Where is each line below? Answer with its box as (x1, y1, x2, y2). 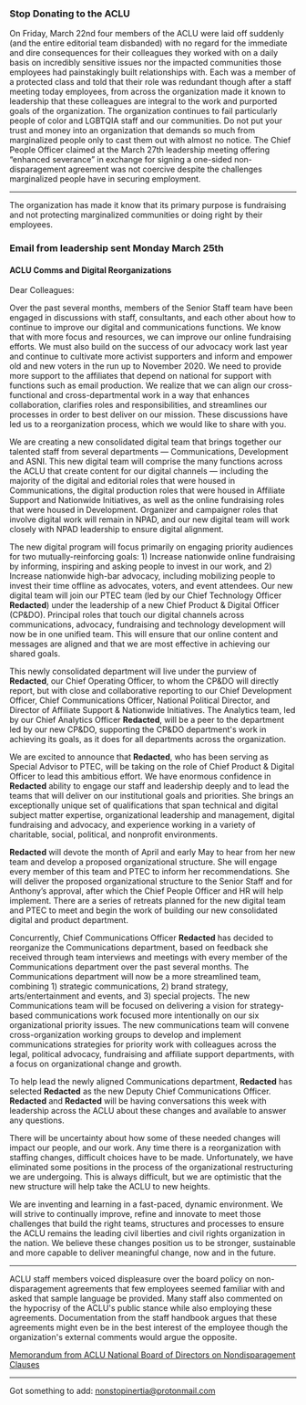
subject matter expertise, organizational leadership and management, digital (9, 810, 295, 821)
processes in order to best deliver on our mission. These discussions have (9, 409, 289, 420)
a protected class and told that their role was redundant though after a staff (9, 77, 292, 88)
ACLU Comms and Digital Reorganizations (9, 264, 172, 276)
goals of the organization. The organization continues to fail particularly (9, 106, 278, 117)
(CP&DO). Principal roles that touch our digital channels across (9, 610, 245, 621)
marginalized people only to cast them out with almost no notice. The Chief (9, 135, 291, 146)
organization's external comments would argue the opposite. (9, 1332, 238, 1343)
